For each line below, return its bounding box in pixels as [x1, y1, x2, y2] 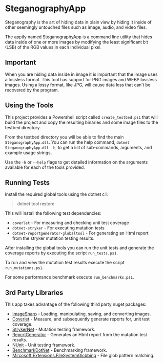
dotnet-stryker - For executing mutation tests [12, 225, 105, 231]
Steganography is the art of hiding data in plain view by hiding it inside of [5, 19, 152, 25]
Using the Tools [5, 101, 54, 110]
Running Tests [5, 178, 50, 186]
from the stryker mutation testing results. [12, 235, 95, 241]
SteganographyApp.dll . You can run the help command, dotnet [5, 139, 130, 145]
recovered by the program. [5, 87, 59, 93]
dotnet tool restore [17, 201, 55, 207]
